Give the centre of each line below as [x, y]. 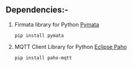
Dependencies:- [37, 10]
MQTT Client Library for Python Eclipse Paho [70, 46]
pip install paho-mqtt [43, 58]
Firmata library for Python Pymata [57, 24]
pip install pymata [39, 36]
